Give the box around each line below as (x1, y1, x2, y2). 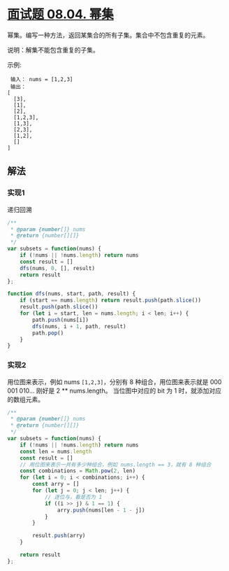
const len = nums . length (20, 448, 92, 455)
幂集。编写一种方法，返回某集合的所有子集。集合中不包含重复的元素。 (7, 31, 209, 39)
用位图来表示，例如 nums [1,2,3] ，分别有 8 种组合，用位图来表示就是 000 (7, 377, 222, 386)
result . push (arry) (32, 533, 86, 540)
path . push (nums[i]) (32, 316, 89, 323)
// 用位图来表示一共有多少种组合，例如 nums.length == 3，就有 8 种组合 (20, 461, 212, 468)
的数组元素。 (7, 395, 44, 403)
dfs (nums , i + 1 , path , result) (32, 323, 127, 330)
